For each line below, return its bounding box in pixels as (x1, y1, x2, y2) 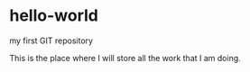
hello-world (9, 5, 99, 26)
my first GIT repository (9, 35, 93, 46)
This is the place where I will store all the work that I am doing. (9, 52, 241, 63)
